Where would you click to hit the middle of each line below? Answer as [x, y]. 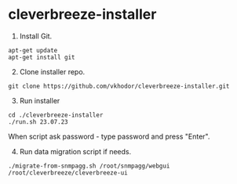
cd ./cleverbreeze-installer [56, 115]
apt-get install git [42, 57]
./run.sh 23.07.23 [38, 122]
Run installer [40, 100]
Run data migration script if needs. [75, 151]
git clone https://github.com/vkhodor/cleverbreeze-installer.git [119, 86]
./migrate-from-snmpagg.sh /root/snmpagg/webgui [89, 166]
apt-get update [33, 50]
